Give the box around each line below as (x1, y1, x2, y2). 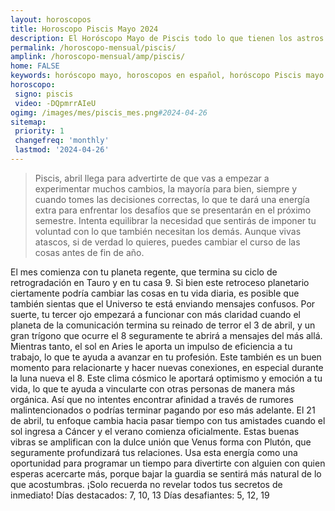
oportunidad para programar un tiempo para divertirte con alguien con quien (10, 457, 326, 469)
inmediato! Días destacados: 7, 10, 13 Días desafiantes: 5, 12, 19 (10, 489, 270, 501)
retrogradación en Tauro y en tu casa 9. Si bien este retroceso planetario (10, 276, 310, 288)
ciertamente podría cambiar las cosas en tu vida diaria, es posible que (10, 287, 300, 299)
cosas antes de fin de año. (34, 246, 145, 258)
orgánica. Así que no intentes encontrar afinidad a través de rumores (10, 393, 294, 405)
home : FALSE (10, 61, 60, 71)
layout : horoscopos (10, 14, 92, 25)
